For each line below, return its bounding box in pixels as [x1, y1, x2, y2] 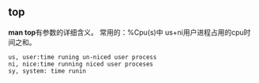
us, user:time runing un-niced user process [8, 53, 157, 61]
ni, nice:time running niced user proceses [8, 60, 154, 68]
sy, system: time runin [8, 66, 87, 75]
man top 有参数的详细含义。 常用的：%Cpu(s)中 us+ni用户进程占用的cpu [8, 27, 245, 37]
